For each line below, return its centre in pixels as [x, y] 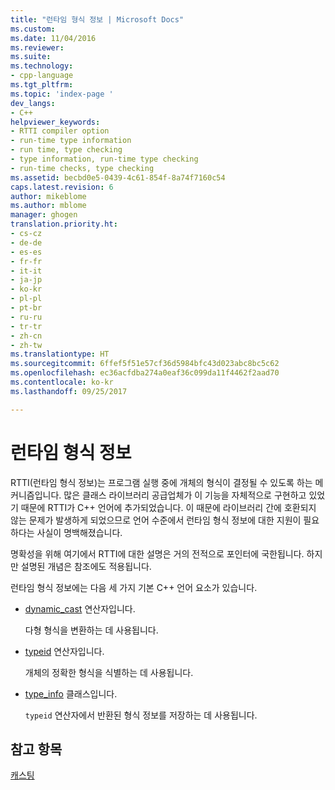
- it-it [26, 271]
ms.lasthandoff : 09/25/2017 [69, 391]
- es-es [26, 252]
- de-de [26, 242]
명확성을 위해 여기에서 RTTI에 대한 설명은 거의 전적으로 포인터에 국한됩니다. [157, 553]
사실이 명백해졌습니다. [79, 532]
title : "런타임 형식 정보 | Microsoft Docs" [97, 19]
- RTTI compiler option [60, 131]
